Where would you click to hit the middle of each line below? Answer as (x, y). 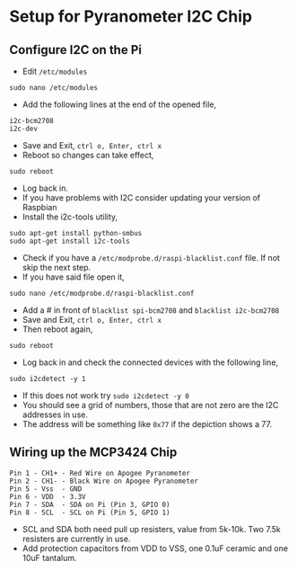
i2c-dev (24, 129)
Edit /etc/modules (55, 71)
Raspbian (39, 207)
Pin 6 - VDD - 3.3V (48, 496)
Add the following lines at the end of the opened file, (119, 104)
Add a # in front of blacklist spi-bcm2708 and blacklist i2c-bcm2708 (151, 310)
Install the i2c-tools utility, (70, 217)
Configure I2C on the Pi (75, 50)
